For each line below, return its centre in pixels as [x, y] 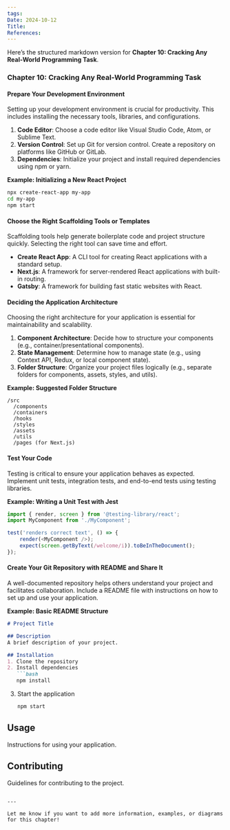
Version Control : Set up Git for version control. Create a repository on [116, 145]
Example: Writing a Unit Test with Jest [63, 501]
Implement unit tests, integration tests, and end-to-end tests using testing [112, 480]
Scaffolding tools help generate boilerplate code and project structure [106, 236]
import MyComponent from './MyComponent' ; [69, 520]
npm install [33, 681]
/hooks [23, 419]
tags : [15, 13]
